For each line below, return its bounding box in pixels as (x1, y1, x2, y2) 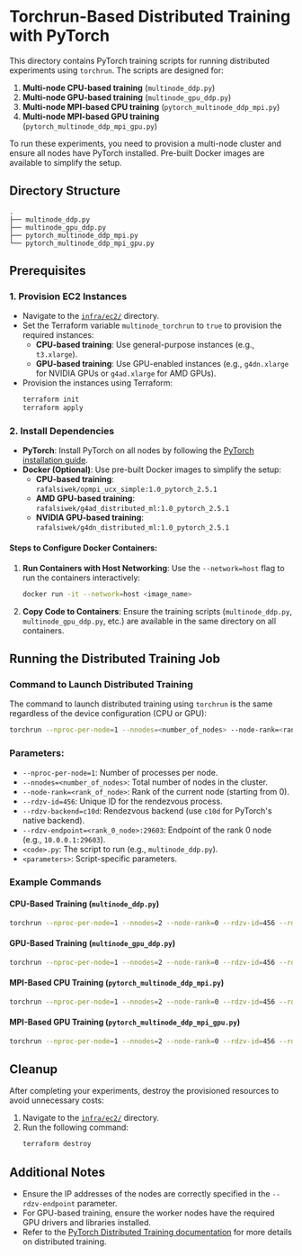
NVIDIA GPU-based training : (35, 512, 144, 523)
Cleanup (9, 1061, 58, 1078)
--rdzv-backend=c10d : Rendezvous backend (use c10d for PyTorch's (22, 805, 272, 816)
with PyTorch (9, 25, 111, 46)
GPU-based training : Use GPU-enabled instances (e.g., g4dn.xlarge (35, 359, 289, 369)
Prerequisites (9, 263, 86, 278)
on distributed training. (22, 1236, 107, 1247)
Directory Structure (9, 183, 121, 199)
